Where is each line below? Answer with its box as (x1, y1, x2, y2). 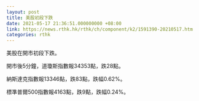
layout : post (6, 9, 40, 15)
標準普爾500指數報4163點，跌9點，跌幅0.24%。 (6, 88, 130, 95)
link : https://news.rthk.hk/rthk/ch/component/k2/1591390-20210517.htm (6, 26, 193, 32)
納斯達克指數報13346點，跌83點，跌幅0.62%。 (6, 75, 126, 83)
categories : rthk (6, 32, 51, 38)
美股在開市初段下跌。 (6, 50, 60, 57)
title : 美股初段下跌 (6, 15, 53, 21)
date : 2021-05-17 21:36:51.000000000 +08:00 (6, 20, 122, 26)
